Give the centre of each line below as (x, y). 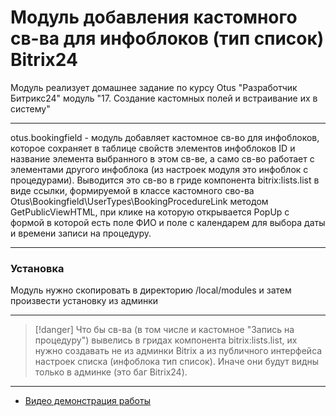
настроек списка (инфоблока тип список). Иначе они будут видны (177, 362)
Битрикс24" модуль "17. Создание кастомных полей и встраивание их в (164, 98)
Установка (37, 268)
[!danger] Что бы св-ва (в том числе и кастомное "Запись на (164, 330)
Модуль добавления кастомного (154, 17)
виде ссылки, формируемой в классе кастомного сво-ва (132, 190)
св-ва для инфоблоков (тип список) (167, 38)
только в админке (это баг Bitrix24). (111, 372)
